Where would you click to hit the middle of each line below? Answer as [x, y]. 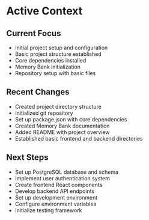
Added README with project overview [62, 132]
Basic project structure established [58, 54]
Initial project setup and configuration [61, 47]
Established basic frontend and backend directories [79, 138]
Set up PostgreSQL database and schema [67, 172]
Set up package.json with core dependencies [71, 119]
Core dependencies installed [50, 60]
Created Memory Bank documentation [62, 126]
